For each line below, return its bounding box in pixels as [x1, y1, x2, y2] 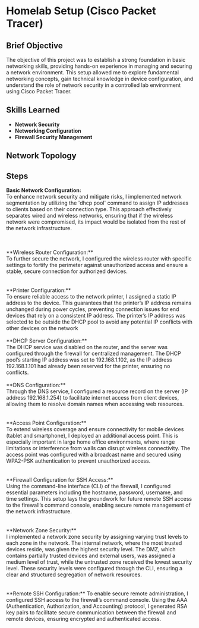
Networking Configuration [14, 127, 81, 134]
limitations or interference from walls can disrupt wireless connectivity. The [6, 445, 191, 452]
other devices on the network [6, 325, 78, 332]
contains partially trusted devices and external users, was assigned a [6, 552, 176, 560]
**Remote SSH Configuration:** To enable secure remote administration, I [6, 590, 188, 597]
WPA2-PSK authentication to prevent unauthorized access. [6, 457, 151, 464]
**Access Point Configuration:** [6, 419, 87, 426]
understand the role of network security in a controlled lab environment [6, 81, 181, 89]
